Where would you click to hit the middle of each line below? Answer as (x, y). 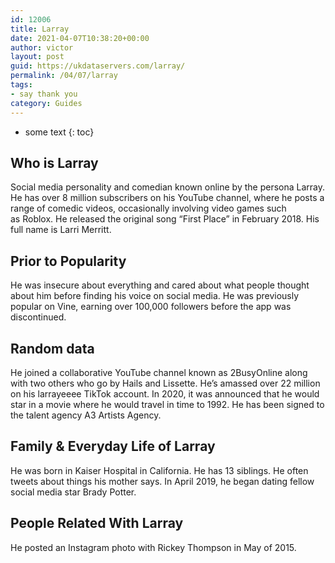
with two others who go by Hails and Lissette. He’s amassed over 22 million (165, 383)
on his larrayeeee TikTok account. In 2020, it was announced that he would (165, 393)
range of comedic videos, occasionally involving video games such (148, 208)
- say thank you (44, 94)
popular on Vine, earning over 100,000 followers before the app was (151, 307)
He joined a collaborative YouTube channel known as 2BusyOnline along (159, 372)
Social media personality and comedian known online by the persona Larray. (167, 187)
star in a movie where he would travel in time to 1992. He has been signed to (167, 404)
